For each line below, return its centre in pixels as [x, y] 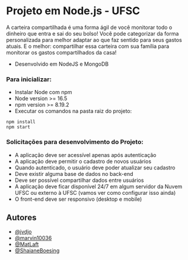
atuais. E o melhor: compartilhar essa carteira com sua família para [88, 46]
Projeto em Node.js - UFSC [73, 11]
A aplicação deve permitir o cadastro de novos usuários [83, 161]
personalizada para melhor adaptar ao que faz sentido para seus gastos [94, 40]
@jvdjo [23, 232]
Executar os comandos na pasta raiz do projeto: [73, 111]
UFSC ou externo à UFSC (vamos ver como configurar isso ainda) [95, 192]
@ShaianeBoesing [37, 251]
